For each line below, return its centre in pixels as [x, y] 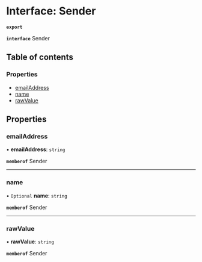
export [14, 27]
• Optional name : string [37, 195]
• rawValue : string [30, 242]
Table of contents [40, 58]
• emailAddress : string [36, 149]
